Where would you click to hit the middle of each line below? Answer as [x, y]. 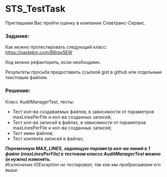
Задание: [17, 36]
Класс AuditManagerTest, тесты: [40, 101]
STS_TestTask [35, 9]
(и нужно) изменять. [28, 159]
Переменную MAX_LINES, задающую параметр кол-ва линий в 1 [78, 148]
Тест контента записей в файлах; [48, 138]
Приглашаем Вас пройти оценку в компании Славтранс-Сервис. [75, 23]
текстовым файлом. [27, 78]
